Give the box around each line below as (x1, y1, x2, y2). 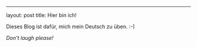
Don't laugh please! (6, 35, 54, 41)
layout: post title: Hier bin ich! (6, 12, 77, 18)
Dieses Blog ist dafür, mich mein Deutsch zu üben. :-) (6, 23, 135, 30)
